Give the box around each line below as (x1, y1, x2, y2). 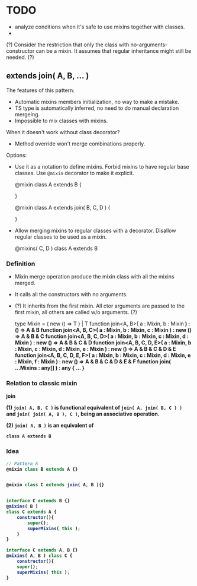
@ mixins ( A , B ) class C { (6, 553, 73, 559)
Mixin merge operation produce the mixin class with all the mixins (14, 273, 175, 280)
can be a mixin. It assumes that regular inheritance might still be (35, 47, 192, 54)
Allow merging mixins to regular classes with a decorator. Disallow (14, 227, 176, 234)
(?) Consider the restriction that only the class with (6, 41, 130, 48)
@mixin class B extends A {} (6, 466, 78, 472)
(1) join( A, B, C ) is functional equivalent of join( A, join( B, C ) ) (6, 404, 182, 411)
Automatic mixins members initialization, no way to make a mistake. (14, 98, 179, 105)
